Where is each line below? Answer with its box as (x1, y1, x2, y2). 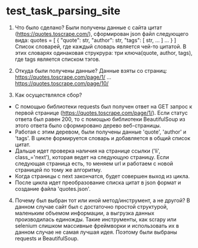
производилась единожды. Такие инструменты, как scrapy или (14, 216, 177, 223)
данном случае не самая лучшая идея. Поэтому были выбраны (14, 228, 178, 235)
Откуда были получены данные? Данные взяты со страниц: (14, 67, 168, 74)
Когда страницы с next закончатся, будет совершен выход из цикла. (14, 172, 190, 179)
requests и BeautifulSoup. (14, 234, 79, 242)
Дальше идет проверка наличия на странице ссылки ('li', (14, 147, 161, 154)
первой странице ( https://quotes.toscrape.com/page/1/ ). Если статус (14, 109, 188, 116)
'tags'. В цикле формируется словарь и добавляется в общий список (14, 134, 191, 141)
